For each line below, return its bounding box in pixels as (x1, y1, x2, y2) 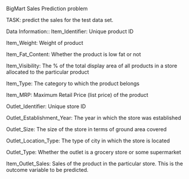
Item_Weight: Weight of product (6, 40, 84, 46)
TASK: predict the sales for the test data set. (6, 17, 114, 23)
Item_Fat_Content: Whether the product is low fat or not (6, 51, 141, 58)
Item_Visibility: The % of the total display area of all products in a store (6, 62, 177, 69)
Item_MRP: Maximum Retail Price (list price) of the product (6, 92, 149, 98)
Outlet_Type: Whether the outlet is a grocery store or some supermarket (6, 149, 181, 155)
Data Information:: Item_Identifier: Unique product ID (6, 28, 134, 35)
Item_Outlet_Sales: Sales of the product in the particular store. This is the (6, 160, 183, 167)
